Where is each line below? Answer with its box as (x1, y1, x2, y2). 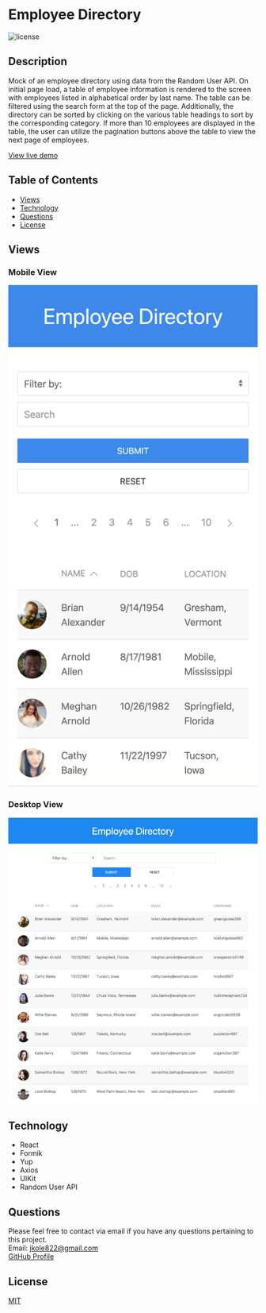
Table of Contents (8, 173, 99, 187)
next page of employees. (8, 135, 89, 145)
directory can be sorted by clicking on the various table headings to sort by (8, 110, 254, 119)
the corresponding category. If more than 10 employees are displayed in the (8, 118, 256, 128)
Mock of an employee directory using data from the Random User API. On (8, 75, 249, 85)
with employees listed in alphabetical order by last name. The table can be (8, 93, 251, 102)
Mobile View (8, 266, 58, 277)
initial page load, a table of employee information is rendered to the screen (8, 84, 252, 94)
